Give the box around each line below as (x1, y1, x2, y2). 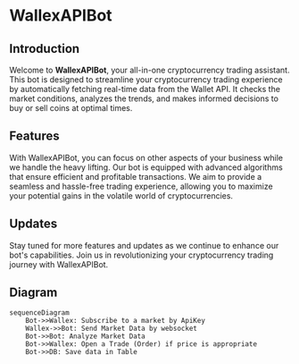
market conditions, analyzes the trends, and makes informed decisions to (9, 93, 279, 104)
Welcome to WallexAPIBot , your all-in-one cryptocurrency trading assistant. (9, 64, 290, 75)
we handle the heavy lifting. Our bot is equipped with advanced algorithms (9, 162, 283, 173)
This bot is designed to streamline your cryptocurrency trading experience (9, 74, 283, 85)
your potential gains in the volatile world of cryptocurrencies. (9, 190, 234, 201)
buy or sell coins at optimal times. (9, 103, 133, 113)
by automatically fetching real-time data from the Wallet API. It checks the (9, 84, 281, 94)
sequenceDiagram (9, 309, 70, 317)
